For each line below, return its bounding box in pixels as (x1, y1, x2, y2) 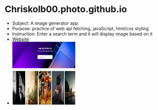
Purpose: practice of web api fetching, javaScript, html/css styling (12, 25, 149, 31)
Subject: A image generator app (12, 20, 78, 26)
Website (12, 36, 30, 42)
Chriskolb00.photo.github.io (5, 4, 127, 15)
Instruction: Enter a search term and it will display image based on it (12, 31, 153, 37)
